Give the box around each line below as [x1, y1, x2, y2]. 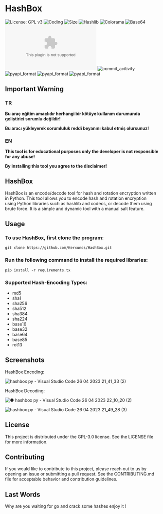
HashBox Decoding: [5, 388, 45, 394]
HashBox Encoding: [5, 369, 45, 375]
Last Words [5, 490, 40, 498]
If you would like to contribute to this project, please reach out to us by [5, 466, 147, 472]
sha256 [12, 301, 28, 306]
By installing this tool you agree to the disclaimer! [5, 163, 107, 169]
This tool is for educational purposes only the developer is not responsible [5, 148, 159, 154]
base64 [12, 332, 28, 338]
